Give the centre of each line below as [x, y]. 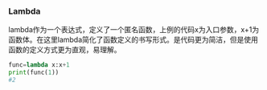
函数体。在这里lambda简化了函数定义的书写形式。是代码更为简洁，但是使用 [133, 40]
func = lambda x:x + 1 [39, 65]
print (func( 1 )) [34, 73]
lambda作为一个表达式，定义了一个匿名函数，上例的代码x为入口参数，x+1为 [134, 30]
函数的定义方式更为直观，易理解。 [65, 50]
